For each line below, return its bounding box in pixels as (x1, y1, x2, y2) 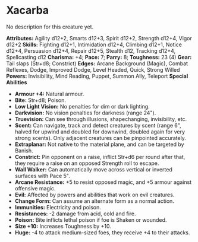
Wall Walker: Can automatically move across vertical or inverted (14, 165, 172, 173)
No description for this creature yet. (6, 23, 94, 30)
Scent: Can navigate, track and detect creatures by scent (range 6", (14, 122, 181, 129)
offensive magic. (14, 184, 56, 192)
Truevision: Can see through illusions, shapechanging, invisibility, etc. (14, 115, 187, 122)
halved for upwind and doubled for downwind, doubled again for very (14, 128, 186, 135)
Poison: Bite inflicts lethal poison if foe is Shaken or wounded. (14, 216, 167, 223)
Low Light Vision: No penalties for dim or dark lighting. (14, 103, 150, 110)
